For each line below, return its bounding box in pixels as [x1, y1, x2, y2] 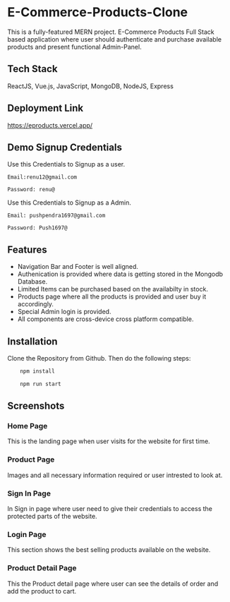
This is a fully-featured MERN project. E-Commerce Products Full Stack [7, 28, 215, 36]
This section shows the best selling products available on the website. [7, 546, 211, 554]
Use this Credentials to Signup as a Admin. [7, 198, 132, 207]
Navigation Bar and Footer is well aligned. [17, 263, 139, 271]
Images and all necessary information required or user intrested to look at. [7, 471, 223, 479]
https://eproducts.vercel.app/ [7, 121, 93, 129]
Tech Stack [7, 63, 58, 75]
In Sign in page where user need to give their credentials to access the [7, 505, 213, 513]
